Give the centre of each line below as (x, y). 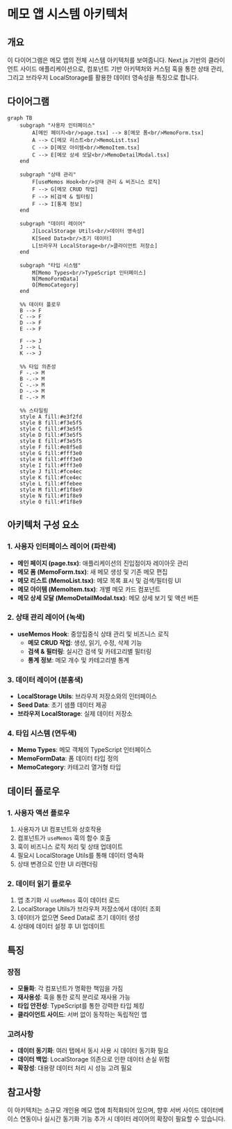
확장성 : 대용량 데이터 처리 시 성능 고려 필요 (75, 1068)
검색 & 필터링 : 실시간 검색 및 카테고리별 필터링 (90, 651)
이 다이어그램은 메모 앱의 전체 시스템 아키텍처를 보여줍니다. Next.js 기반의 (107, 60)
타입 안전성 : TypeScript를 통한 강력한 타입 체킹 (81, 1006)
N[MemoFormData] (56, 279)
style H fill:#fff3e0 (51, 459)
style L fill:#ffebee (51, 483)
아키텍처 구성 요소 (43, 525)
